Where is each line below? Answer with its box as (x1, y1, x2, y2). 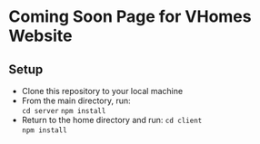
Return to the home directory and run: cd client (21, 115, 203, 125)
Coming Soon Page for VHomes (8, 6, 252, 27)
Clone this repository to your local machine (21, 86, 184, 96)
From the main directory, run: (21, 95, 131, 106)
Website (8, 25, 73, 46)
